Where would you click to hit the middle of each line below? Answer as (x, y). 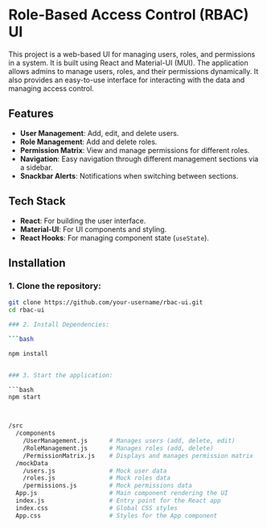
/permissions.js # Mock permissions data (108, 486)
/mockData (32, 463)
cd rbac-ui (27, 310)
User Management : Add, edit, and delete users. (99, 133)
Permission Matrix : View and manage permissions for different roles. (135, 150)
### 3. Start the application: (61, 375)
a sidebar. (37, 167)
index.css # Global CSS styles (97, 508)
